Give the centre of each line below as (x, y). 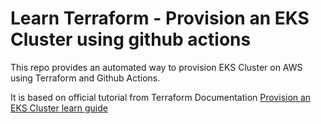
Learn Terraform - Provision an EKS (160, 18)
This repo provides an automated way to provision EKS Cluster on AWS (156, 67)
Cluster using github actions (131, 39)
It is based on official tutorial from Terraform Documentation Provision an (161, 97)
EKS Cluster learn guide (59, 108)
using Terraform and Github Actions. (85, 78)
